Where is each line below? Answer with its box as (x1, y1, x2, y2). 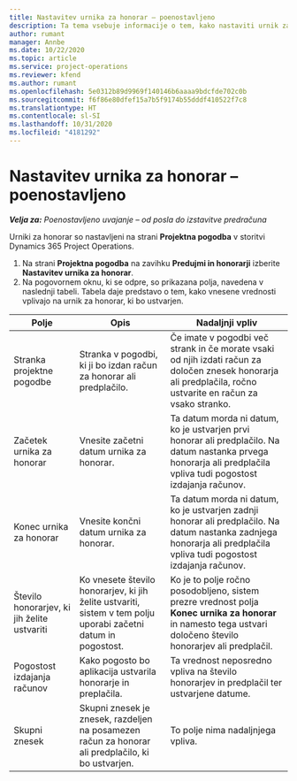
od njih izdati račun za (170, 353, 262, 365)
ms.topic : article (9, 54, 77, 63)
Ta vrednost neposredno (170, 654, 272, 666)
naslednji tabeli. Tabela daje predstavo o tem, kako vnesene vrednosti (21, 286, 277, 296)
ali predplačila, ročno (170, 375, 257, 387)
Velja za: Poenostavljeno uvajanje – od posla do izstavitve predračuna (9, 214, 267, 225)
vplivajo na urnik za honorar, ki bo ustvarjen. (21, 295, 184, 306)
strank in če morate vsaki (170, 342, 275, 355)
